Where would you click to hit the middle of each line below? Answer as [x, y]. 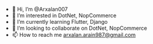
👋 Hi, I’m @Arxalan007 [40, 9]
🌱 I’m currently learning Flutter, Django [60, 22]
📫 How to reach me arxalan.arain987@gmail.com [74, 35]
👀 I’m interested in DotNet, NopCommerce [64, 15]
